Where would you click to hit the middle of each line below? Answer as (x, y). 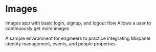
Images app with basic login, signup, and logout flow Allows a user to (78, 23)
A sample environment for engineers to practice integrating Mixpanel (78, 38)
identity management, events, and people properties (61, 43)
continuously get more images (37, 28)
